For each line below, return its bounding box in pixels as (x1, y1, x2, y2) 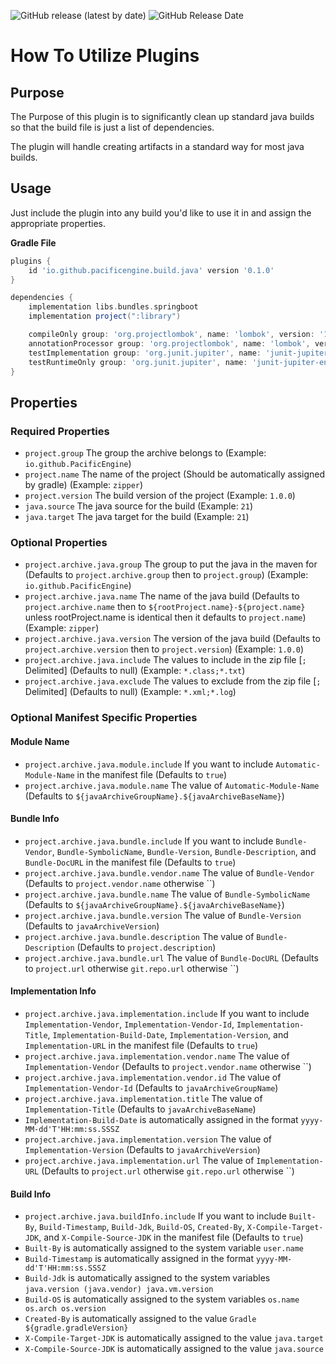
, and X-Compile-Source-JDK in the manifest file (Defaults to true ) (38, 1231, 304, 1244)
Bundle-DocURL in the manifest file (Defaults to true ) (24, 856, 237, 868)
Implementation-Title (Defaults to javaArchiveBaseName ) (24, 1103, 257, 1115)
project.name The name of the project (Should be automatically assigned (24, 468, 326, 480)
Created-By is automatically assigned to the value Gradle (24, 1313, 257, 1325)
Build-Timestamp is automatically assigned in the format (24, 1253, 255, 1265)
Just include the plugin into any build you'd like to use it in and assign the (10, 206, 312, 219)
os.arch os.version (24, 1304, 107, 1314)
